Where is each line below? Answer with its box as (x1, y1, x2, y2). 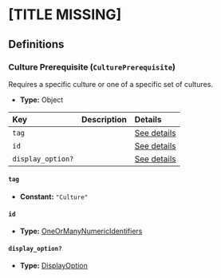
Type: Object (19, 94, 64, 105)
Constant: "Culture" (19, 192, 89, 201)
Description (81, 113, 128, 125)
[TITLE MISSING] (8, 6, 122, 24)
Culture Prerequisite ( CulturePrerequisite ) (8, 62, 176, 73)
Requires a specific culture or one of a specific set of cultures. (8, 79, 214, 89)
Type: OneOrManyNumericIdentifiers (19, 226, 143, 236)
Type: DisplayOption (19, 261, 88, 271)
